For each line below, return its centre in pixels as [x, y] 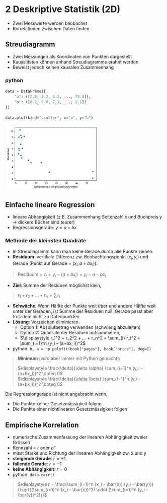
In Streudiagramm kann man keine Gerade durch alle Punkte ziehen [82, 251]
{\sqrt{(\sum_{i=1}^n [38, 490]
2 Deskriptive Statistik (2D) [63, 9]
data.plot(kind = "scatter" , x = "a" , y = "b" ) [49, 118]
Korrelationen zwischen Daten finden [51, 28]
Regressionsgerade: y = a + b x [45, 227]
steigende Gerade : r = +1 [39, 459]
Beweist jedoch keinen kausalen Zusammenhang [63, 67]
